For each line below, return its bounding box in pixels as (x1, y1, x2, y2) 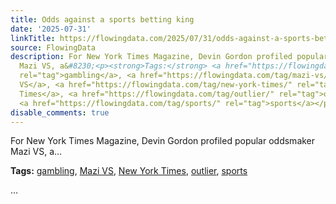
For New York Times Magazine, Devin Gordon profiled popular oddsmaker (10, 135, 316, 147)
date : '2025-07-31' (10, 24, 92, 34)
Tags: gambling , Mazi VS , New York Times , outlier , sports (10, 165, 248, 177)
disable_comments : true (10, 107, 110, 118)
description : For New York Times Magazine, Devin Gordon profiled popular (10, 52, 329, 62)
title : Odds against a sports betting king (10, 14, 195, 25)
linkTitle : (10, 33, 56, 43)
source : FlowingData (10, 42, 97, 53)
